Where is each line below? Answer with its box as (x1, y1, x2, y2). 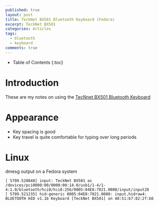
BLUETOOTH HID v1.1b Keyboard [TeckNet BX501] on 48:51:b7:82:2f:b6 (5, 196, 154, 201)
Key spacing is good (12, 128, 56, 135)
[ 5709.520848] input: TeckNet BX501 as (5, 179, 93, 184)
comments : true (5, 45, 38, 50)
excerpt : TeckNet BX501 (5, 21, 56, 27)
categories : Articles (5, 26, 51, 32)
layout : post (5, 12, 33, 17)
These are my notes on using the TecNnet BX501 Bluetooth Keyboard (5, 94, 151, 100)
